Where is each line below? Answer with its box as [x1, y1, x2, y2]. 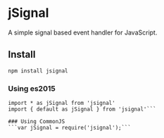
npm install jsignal [8, 67, 69, 75]
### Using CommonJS [8, 118, 65, 125]
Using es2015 [8, 83, 56, 93]
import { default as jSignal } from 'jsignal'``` [8, 106, 157, 113]
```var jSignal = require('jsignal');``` [8, 125, 132, 132]
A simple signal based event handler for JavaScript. [8, 28, 158, 37]
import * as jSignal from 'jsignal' [8, 100, 115, 107]
